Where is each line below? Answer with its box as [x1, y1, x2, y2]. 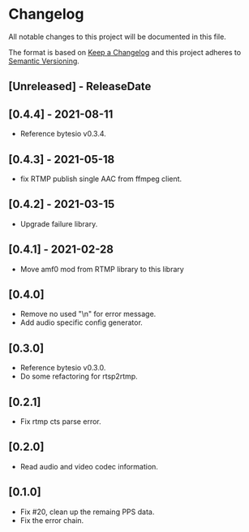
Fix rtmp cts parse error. [19, 417, 101, 426]
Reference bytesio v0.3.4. [19, 129, 107, 139]
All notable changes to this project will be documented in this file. [8, 32, 227, 41]
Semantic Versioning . [8, 56, 79, 66]
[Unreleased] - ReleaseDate [8, 80, 152, 93]
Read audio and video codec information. [19, 461, 158, 471]
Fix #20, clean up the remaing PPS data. [19, 507, 155, 517]
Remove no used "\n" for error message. [19, 309, 157, 319]
